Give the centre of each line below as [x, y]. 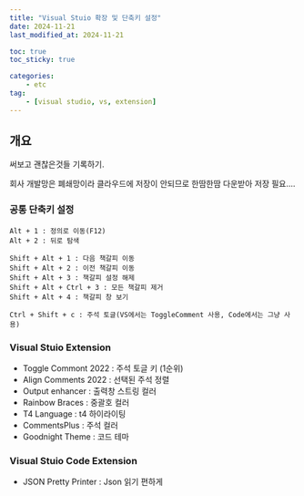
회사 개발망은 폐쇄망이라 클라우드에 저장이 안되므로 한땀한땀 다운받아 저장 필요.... [152, 184]
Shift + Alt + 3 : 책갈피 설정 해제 [72, 278]
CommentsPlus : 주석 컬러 [70, 426]
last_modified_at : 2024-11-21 [67, 35]
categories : [32, 77]
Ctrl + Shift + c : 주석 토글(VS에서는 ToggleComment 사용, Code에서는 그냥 [145, 315]
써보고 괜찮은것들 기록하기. [57, 164]
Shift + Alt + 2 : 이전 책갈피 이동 [72, 268]
